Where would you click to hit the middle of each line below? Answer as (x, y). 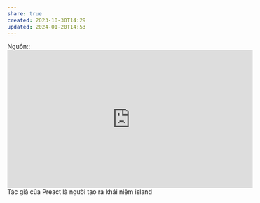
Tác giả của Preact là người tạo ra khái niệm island (80, 192)
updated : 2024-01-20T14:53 (47, 27)
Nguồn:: (19, 47)
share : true (25, 14)
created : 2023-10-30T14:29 (47, 20)
